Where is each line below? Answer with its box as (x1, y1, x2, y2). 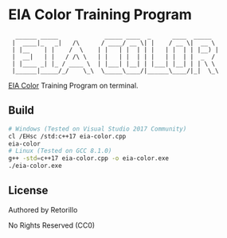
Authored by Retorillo (8, 205, 78, 214)
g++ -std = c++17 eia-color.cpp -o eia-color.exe (8, 154, 170, 162)
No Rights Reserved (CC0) (8, 220, 96, 230)
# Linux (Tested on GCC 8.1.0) (8, 147, 112, 155)
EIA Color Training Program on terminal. (8, 80, 139, 90)
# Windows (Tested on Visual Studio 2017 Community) (8, 125, 187, 133)
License (8, 184, 49, 197)
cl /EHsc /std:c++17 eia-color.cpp (8, 132, 127, 140)
